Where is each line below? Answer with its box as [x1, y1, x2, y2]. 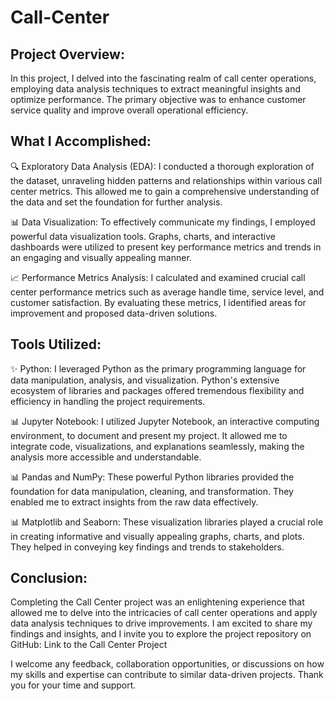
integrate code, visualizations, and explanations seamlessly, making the [10, 440, 305, 452]
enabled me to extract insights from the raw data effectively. [10, 496, 259, 508]
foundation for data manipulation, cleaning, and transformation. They [10, 485, 294, 497]
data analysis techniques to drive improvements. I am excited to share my [10, 617, 313, 630]
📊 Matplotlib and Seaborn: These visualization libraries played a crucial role [10, 516, 324, 528]
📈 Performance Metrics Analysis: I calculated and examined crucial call [10, 271, 306, 283]
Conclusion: [10, 570, 88, 587]
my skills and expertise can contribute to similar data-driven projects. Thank [10, 669, 324, 681]
